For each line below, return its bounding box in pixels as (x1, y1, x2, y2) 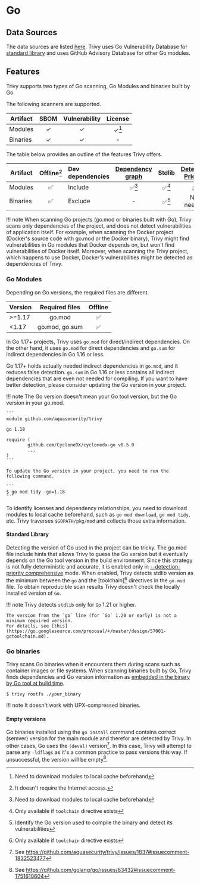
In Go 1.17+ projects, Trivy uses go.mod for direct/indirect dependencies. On (6, 338, 190, 345)
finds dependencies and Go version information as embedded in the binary (6, 673, 190, 680)
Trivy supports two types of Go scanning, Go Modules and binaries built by (6, 82, 190, 89)
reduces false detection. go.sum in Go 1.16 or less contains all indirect (6, 368, 174, 375)
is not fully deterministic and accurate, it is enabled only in (6, 563, 149, 570)
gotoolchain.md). (6, 633, 49, 639)
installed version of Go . (6, 589, 61, 597)
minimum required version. (6, 617, 73, 623)
